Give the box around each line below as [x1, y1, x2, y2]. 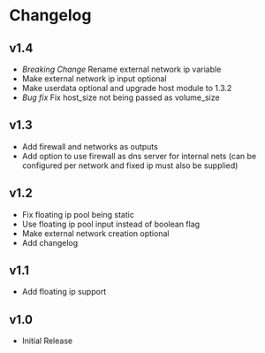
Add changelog [21, 237, 79, 248]
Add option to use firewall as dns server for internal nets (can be [21, 150, 257, 161]
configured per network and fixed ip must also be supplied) [21, 160, 238, 171]
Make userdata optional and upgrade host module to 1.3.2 [21, 83, 232, 93]
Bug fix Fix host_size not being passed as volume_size [21, 92, 220, 103]
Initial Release [21, 335, 73, 346]
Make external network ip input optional [21, 73, 167, 84]
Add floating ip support [21, 287, 107, 297]
